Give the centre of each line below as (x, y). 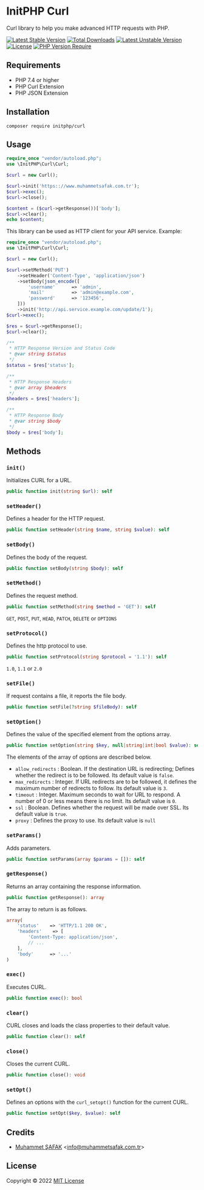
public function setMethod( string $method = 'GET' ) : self (81, 607)
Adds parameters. (29, 848)
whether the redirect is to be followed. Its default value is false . (94, 775)
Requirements (33, 65)
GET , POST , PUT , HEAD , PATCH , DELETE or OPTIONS (62, 618)
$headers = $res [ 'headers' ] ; (43, 399)
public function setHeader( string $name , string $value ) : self (88, 530)
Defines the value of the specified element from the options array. (89, 734)
